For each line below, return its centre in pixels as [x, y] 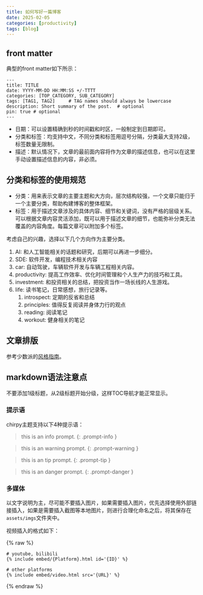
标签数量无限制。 [36, 144]
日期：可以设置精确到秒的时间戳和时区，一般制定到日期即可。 [92, 129]
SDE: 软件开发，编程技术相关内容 [56, 259]
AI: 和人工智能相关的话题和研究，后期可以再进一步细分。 [85, 252]
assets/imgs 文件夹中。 [34, 518]
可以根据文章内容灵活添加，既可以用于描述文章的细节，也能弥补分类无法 [105, 218]
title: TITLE [23, 85]
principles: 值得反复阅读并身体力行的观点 [75, 304]
